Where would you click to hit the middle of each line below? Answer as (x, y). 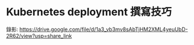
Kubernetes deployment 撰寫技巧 (89, 12)
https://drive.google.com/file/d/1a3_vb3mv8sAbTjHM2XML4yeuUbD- (104, 29)
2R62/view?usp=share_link (39, 36)
